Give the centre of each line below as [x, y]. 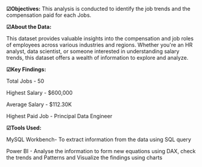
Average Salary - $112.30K [39, 104]
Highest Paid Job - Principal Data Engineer [59, 116]
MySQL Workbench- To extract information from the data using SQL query [99, 139]
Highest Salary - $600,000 [39, 93]
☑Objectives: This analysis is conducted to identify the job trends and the [99, 9]
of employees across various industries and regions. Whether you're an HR [99, 45]
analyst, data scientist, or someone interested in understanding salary [93, 51]
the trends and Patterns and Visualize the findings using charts [84, 157]
